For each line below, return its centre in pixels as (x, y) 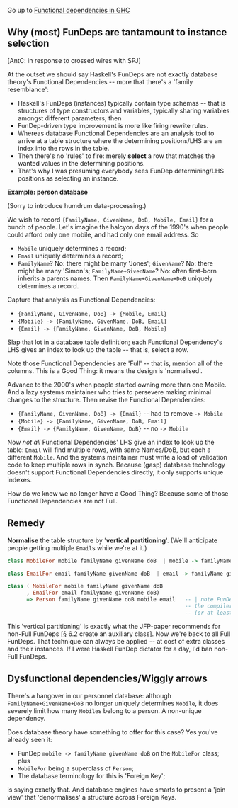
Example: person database (48, 192)
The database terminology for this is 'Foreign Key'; (91, 775)
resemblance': (28, 89)
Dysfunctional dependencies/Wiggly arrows (107, 679)
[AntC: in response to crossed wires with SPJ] (74, 60)
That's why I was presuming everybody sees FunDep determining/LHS (121, 171)
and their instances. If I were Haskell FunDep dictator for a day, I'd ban (110, 649)
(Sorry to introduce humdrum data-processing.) (77, 205)
